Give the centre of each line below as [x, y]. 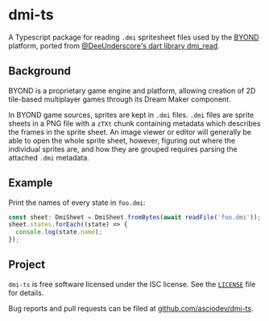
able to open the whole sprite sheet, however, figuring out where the [122, 140]
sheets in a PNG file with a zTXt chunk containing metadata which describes [134, 123]
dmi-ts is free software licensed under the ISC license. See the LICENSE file [132, 284]
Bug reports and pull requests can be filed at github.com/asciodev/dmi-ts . [131, 308]
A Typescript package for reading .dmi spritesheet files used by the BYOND [134, 37]
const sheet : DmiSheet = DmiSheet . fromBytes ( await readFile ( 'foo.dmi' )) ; [135, 217]
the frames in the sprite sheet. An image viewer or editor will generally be [130, 131]
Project [27, 265]
